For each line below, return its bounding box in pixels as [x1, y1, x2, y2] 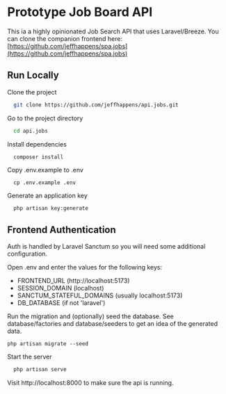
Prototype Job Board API [7, 4, 153, 20]
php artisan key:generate [13, 205, 89, 212]
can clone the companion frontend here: [7, 34, 123, 42]
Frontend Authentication [7, 224, 116, 236]
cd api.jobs [13, 127, 49, 134]
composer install [13, 154, 64, 161]
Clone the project [7, 88, 57, 96]
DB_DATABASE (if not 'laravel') [17, 299, 106, 307]
